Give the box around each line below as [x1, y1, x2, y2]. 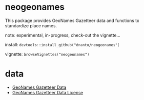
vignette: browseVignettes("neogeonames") [5, 51, 90, 57]
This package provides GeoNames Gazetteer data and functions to [5, 18, 140, 23]
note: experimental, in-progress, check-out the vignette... [5, 32, 121, 38]
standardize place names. [5, 22, 57, 28]
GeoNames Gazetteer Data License [12, 89, 83, 95]
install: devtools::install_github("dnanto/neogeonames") [5, 41, 120, 47]
